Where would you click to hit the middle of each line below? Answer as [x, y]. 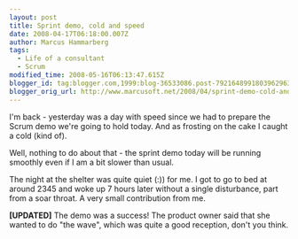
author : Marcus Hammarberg [59, 42]
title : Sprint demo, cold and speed [77, 26]
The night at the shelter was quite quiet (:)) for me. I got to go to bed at [138, 179]
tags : [19, 50]
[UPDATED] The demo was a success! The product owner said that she [140, 215]
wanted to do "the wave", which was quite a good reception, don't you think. [149, 224]
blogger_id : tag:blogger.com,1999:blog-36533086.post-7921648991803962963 [150, 83]
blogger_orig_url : [43, 91]
